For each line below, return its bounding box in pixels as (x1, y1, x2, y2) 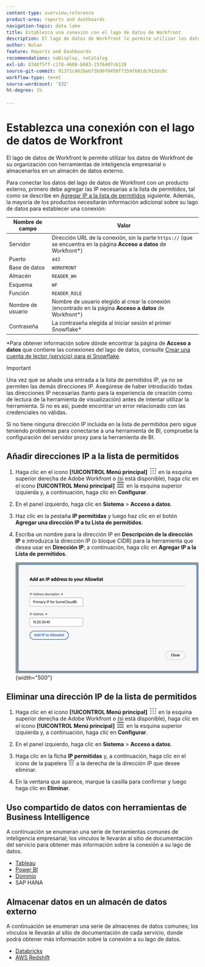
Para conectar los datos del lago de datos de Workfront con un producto (6, 179, 189, 186)
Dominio (15, 872, 37, 880)
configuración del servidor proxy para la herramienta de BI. (6, 433, 155, 440)
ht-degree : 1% (6, 87, 43, 94)
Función (9, 289, 29, 297)
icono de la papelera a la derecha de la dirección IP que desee (15, 760, 180, 767)
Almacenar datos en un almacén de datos (6, 897, 168, 907)
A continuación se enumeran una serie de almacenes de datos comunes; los (6, 922, 198, 930)
